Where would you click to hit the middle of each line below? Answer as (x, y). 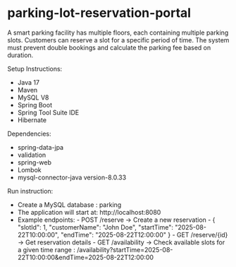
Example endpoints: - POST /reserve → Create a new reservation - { (116, 220)
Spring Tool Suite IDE (48, 112)
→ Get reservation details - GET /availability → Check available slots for (121, 242)
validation (32, 155)
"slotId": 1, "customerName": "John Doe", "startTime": (95, 227)
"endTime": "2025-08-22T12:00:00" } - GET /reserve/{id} (144, 235)
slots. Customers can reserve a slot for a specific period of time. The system (118, 40)
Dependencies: (29, 133)
